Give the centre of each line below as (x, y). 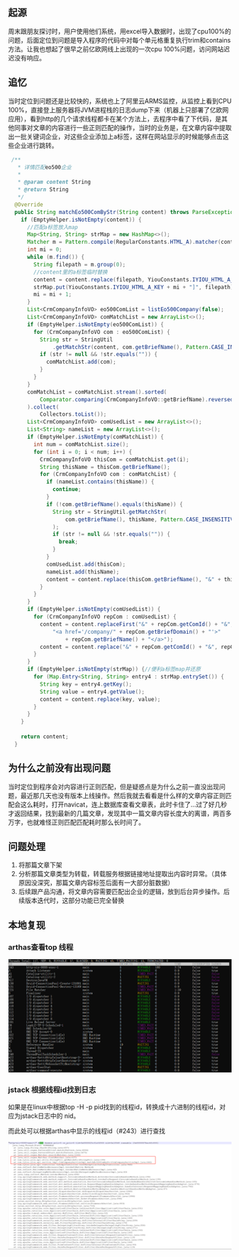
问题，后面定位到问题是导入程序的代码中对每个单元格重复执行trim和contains (119, 40)
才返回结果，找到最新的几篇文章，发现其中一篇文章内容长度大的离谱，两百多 (120, 813)
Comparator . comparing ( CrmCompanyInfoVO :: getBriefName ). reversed (137, 399)
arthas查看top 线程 (41, 947)
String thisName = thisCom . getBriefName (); (105, 467)
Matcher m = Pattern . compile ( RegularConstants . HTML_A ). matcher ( (124, 242)
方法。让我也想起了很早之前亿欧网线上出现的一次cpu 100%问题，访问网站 (116, 49)
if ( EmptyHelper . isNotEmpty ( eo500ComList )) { (95, 324)
